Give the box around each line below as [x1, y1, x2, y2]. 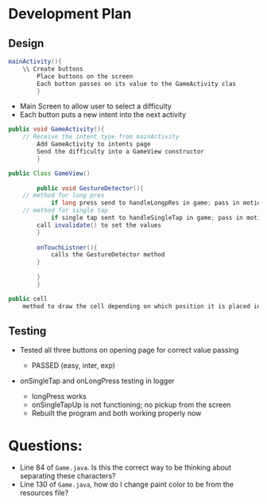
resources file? [19, 488, 69, 498]
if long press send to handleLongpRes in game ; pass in [50, 199, 240, 207]
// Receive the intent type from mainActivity [22, 133, 180, 141]
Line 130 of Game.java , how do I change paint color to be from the [19, 479, 234, 490]
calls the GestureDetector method [50, 251, 165, 259]
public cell [8, 295, 48, 303]
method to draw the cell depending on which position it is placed [22, 302, 250, 311]
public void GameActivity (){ [8, 125, 105, 134]
